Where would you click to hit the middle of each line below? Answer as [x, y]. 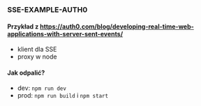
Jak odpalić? [26, 73]
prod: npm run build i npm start [63, 96]
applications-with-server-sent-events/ [65, 33]
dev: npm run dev [42, 88]
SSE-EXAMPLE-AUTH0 [47, 10]
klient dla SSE [37, 50]
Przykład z [23, 26]
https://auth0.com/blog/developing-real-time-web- [117, 26]
